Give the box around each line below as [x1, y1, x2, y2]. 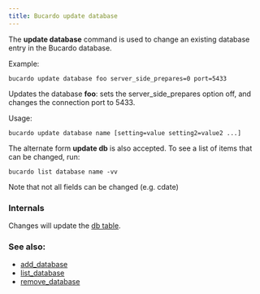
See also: [8, 241, 46, 252]
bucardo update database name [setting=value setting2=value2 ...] [8, 129, 242, 137]
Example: [8, 59, 40, 68]
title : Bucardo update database [8, 11, 118, 20]
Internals [8, 202, 45, 213]
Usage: [8, 113, 32, 123]
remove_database [19, 277, 80, 287]
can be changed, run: [8, 151, 80, 161]
